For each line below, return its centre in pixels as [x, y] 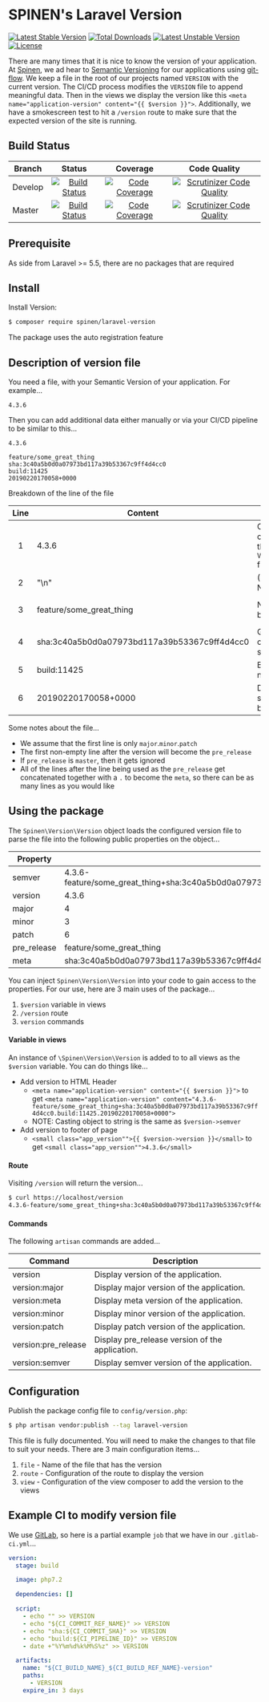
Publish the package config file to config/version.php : [98, 1411]
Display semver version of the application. [173, 1363]
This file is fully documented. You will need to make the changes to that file [132, 1441]
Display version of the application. [158, 1274]
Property [34, 858]
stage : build [37, 1566]
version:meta [37, 1301]
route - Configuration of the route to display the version [112, 1473]
